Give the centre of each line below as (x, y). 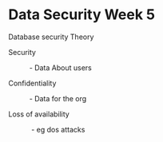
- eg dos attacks (58, 129)
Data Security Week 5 (82, 15)
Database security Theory (51, 37)
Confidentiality (32, 83)
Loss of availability (39, 114)
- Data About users (60, 67)
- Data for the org (58, 98)
